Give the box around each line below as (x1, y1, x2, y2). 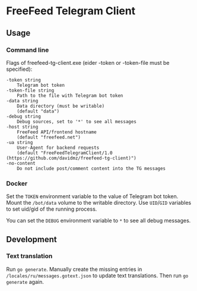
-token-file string (6, 87, 55, 93)
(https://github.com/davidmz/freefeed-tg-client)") (6, 155, 136, 161)
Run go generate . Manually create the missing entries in (6, 265, 142, 273)
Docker (6, 179, 28, 187)
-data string (6, 98, 39, 104)
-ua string (6, 139, 33, 145)
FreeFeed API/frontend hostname (17, 129, 97, 135)
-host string (6, 124, 39, 130)
